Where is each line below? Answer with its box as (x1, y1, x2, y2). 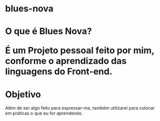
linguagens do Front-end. (5, 66, 113, 77)
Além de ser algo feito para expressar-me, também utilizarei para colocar (5, 105, 155, 111)
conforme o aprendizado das (5, 56, 127, 67)
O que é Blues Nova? (5, 26, 92, 37)
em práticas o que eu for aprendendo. (5, 110, 83, 117)
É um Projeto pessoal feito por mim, (5, 45, 155, 56)
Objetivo (5, 89, 41, 100)
